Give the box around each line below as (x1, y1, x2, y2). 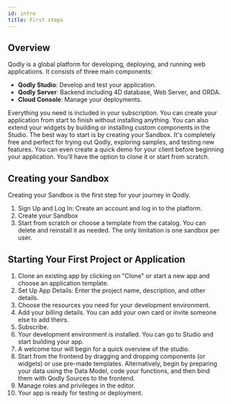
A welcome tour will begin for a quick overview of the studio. (17, 345, 190, 353)
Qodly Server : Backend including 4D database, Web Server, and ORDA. (17, 88, 221, 96)
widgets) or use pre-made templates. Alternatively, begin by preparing (17, 359, 217, 368)
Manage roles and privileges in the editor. (17, 381, 136, 390)
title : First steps (8, 17, 64, 23)
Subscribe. (17, 323, 49, 331)
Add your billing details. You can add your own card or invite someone (17, 308, 217, 317)
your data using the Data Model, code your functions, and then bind (17, 366, 210, 375)
